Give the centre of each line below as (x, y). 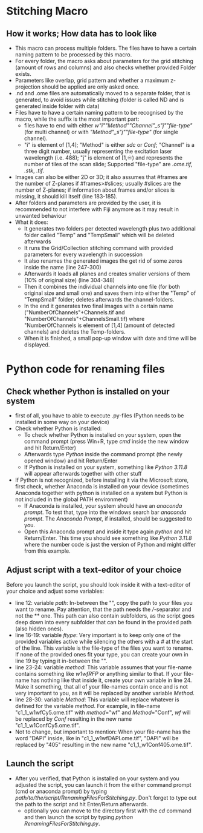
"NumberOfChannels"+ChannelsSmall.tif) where (84, 319)
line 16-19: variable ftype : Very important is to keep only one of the (98, 635)
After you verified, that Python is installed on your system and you (97, 778)
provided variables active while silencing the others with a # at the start (104, 641)
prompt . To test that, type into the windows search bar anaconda (105, 512)
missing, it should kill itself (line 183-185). (66, 196)
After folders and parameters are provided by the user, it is (88, 203)
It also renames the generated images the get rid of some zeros (103, 261)
